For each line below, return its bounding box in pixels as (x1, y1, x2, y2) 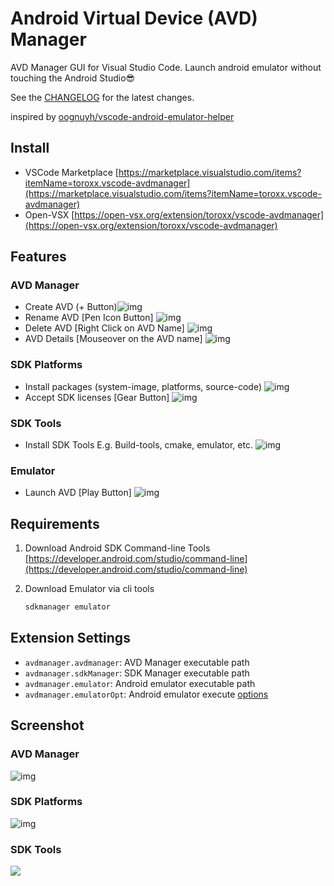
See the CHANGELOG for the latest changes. (10, 91, 195, 103)
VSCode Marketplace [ (24, 166, 119, 178)
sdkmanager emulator (24, 602, 111, 612)
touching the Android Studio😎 (10, 72, 136, 84)
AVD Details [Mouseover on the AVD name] (24, 333, 203, 345)
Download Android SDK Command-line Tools (24, 542, 211, 554)
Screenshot (10, 717, 85, 734)
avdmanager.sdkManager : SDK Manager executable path (24, 667, 250, 679)
